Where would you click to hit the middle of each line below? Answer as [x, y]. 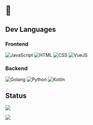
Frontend [17, 44]
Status [16, 96]
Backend [17, 68]
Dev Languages [31, 29]
